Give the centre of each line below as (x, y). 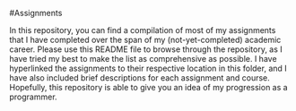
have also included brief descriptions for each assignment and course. (140, 78)
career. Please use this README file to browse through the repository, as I (146, 49)
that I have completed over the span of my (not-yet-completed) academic (145, 40)
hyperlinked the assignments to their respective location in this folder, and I (148, 68)
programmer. (33, 97)
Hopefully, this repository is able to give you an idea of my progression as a (149, 87)
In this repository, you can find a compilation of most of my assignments (143, 30)
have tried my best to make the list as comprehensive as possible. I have (143, 59)
